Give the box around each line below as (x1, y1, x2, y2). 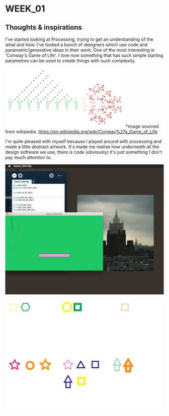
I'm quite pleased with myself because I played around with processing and (5, 139, 162, 144)
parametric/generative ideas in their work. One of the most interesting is (5, 47, 155, 53)
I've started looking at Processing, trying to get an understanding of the (5, 36, 153, 42)
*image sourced (125, 124, 159, 129)
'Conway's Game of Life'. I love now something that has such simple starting (5, 52, 163, 58)
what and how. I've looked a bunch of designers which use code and (5, 42, 148, 48)
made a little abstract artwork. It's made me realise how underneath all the (5, 144, 159, 150)
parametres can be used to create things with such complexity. (5, 58, 136, 63)
